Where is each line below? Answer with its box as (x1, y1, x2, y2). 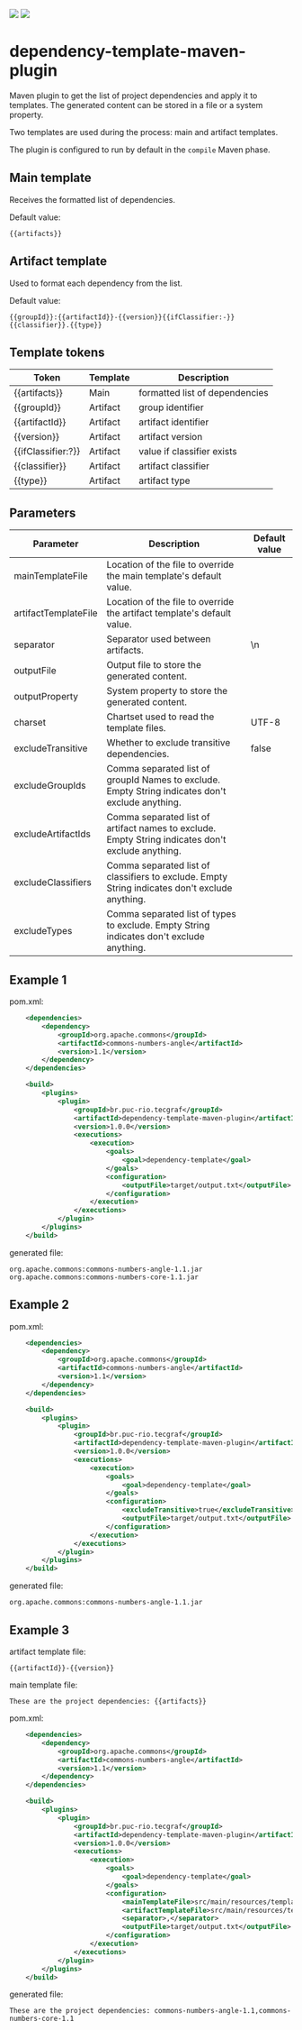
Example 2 (9, 1297, 69, 1312)
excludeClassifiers (13, 876, 92, 889)
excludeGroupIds (13, 780, 87, 792)
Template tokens (9, 344, 105, 360)
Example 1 (9, 972, 67, 987)
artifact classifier (138, 460, 209, 472)
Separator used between (106, 633, 211, 645)
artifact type (138, 474, 191, 487)
